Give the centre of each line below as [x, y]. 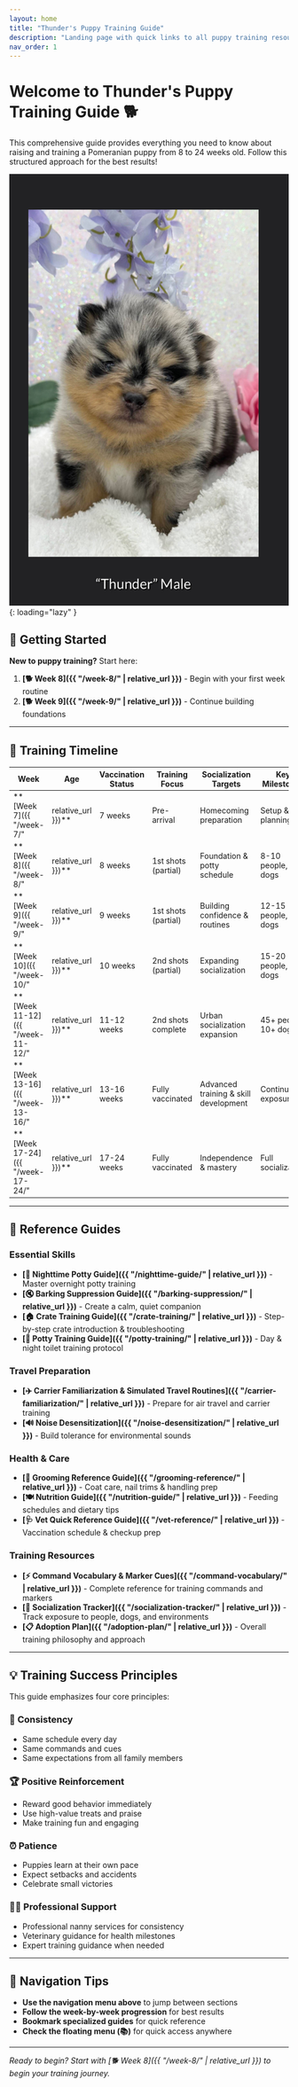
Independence [226, 1158]
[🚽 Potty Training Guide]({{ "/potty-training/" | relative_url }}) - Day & [152, 1338]
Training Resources [52, 1556]
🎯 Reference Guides [65, 1229]
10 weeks [117, 965]
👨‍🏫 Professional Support [63, 1907]
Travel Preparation [50, 1371]
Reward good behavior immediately [87, 1803]
